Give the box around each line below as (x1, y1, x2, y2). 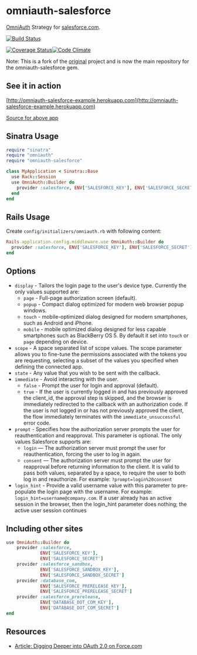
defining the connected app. (14, 363, 83, 370)
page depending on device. (23, 338, 89, 345)
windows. (23, 307, 47, 314)
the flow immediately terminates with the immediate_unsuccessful (23, 413, 181, 420)
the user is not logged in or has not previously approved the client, (23, 407, 184, 414)
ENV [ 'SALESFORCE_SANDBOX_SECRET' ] (40, 572, 125, 578)
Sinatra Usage (6, 131, 59, 142)
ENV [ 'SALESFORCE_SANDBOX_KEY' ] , (40, 566, 119, 573)
